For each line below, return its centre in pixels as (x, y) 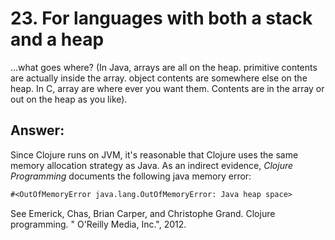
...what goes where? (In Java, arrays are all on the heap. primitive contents (164, 67)
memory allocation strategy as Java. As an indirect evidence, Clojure (152, 165)
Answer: (37, 130)
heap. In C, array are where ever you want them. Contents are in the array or (167, 88)
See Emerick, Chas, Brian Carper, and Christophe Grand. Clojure (143, 213)
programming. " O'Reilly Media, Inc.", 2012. (98, 224)
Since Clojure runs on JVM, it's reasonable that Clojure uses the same (154, 154)
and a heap (57, 39)
